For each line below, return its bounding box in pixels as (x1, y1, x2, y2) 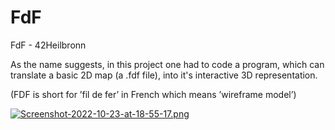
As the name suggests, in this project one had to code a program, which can (10, 58, 325, 70)
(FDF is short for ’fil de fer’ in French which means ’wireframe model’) (10, 88, 297, 100)
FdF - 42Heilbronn (10, 39, 87, 51)
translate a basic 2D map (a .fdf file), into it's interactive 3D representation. (10, 69, 318, 81)
